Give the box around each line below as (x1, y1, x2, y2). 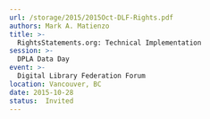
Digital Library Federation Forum (17, 72, 146, 81)
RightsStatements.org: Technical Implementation (17, 38, 202, 47)
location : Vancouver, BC (9, 80, 102, 89)
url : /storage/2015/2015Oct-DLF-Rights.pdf (9, 13, 174, 22)
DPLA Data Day (17, 55, 70, 64)
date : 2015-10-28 (9, 88, 74, 97)
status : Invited (9, 96, 74, 106)
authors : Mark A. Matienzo (9, 21, 110, 30)
